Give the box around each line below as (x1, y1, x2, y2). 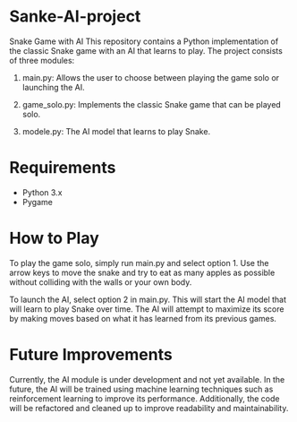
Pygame (21, 196, 54, 207)
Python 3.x (21, 186, 63, 198)
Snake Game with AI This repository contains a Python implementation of (9, 36, 279, 47)
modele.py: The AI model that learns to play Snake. (21, 125, 211, 136)
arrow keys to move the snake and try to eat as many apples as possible (9, 267, 276, 278)
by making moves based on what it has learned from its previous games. (9, 313, 277, 323)
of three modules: (9, 55, 75, 65)
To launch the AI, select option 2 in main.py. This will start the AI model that (9, 294, 287, 305)
